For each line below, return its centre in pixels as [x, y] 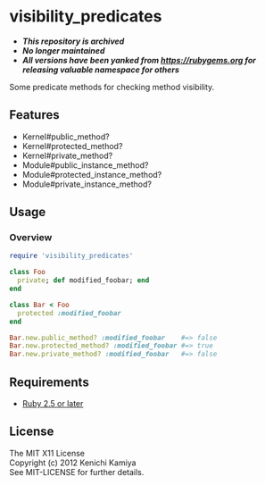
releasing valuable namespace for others [101, 70]
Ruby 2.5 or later [53, 403]
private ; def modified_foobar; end [83, 280]
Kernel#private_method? [67, 155]
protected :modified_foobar [70, 313]
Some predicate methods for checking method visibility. [112, 87]
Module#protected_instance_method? [92, 174]
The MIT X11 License [47, 453]
